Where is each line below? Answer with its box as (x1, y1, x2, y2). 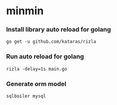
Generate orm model (6, 79, 67, 88)
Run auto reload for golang (6, 52, 84, 61)
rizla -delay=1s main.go (6, 66, 67, 72)
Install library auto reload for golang (6, 26, 111, 34)
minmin (6, 4, 44, 18)
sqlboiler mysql (6, 93, 46, 99)
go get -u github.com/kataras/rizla (6, 39, 96, 45)
